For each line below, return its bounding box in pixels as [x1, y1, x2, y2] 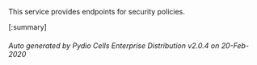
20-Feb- [221, 40, 249, 51]
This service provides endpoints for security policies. [8, 7, 186, 16]
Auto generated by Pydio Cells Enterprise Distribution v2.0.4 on [8, 40, 220, 51]
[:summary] [8, 22, 47, 31]
